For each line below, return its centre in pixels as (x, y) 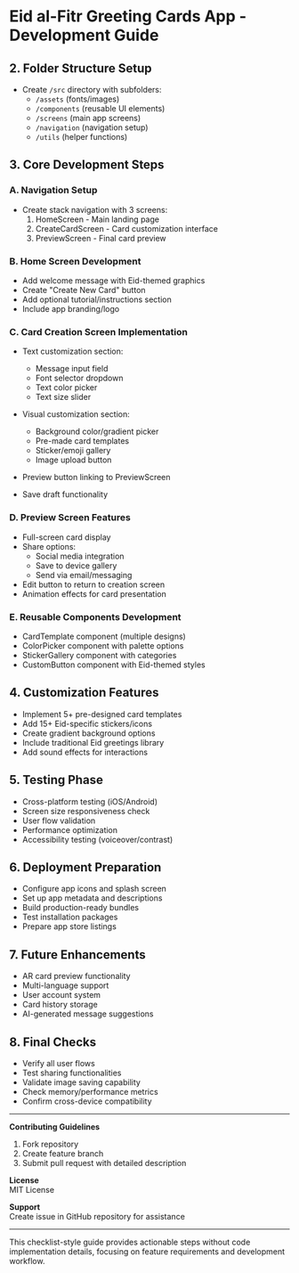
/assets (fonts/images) (77, 99)
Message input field (72, 369)
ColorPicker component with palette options (103, 645)
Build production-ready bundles (81, 908)
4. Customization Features (84, 693)
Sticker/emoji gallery (73, 451)
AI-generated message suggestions (88, 1014)
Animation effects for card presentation (94, 593)
